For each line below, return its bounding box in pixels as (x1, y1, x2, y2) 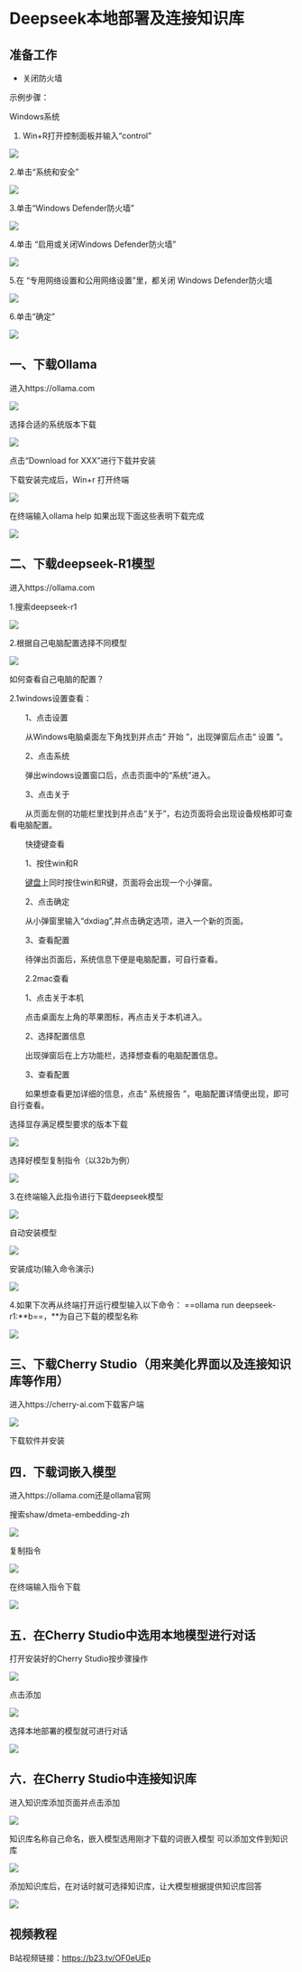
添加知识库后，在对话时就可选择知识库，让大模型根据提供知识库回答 (9, 1881, 262, 1892)
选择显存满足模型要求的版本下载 (9, 1118, 128, 1130)
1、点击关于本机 (24, 991, 84, 1003)
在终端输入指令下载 (9, 1582, 81, 1592)
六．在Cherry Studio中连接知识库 (9, 1771, 197, 1787)
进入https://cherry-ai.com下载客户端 (9, 1399, 144, 1410)
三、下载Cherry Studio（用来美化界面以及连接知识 (9, 1357, 291, 1372)
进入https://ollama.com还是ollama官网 (9, 1490, 151, 1501)
